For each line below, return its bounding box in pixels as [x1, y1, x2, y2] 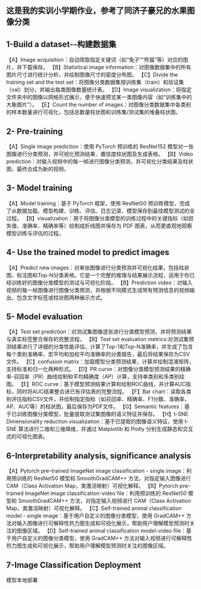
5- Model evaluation [6, 312, 83, 322]
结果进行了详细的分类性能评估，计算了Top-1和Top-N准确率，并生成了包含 [11, 343, 193, 350]
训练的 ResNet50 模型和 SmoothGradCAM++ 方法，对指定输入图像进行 [16, 475, 191, 482]
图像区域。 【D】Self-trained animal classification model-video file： [16, 527, 187, 535]
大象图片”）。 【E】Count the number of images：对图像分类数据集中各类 [6, 101, 187, 108]
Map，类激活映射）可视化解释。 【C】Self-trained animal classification [6, 505, 182, 512]
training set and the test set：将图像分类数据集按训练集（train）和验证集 [6, 78, 184, 86]
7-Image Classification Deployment [6, 560, 142, 570]
